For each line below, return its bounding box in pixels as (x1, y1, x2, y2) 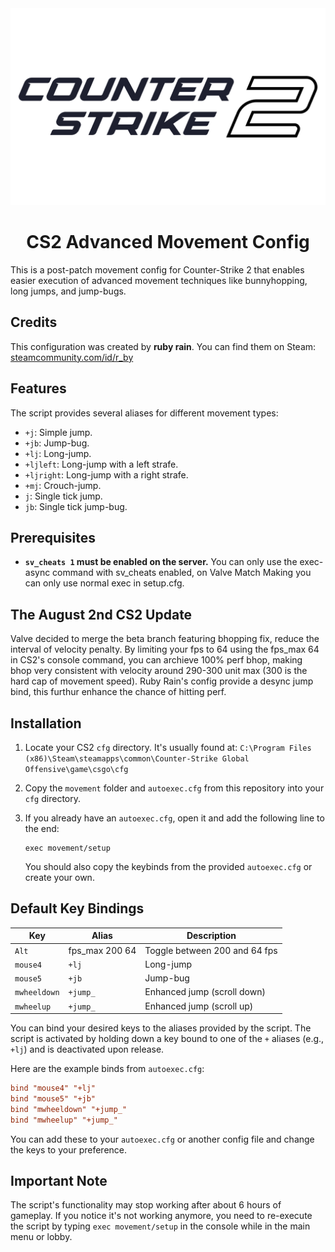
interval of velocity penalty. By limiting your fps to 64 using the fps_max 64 (10, 643, 320, 656)
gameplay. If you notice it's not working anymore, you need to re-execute (10, 1210, 313, 1222)
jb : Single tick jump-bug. (24, 500, 128, 512)
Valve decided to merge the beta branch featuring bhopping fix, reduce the (10, 633, 320, 645)
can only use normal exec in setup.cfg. (24, 577, 185, 589)
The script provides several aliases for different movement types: (10, 407, 279, 419)
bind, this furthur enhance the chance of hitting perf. (10, 686, 227, 698)
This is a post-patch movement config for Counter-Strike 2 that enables (10, 263, 305, 276)
